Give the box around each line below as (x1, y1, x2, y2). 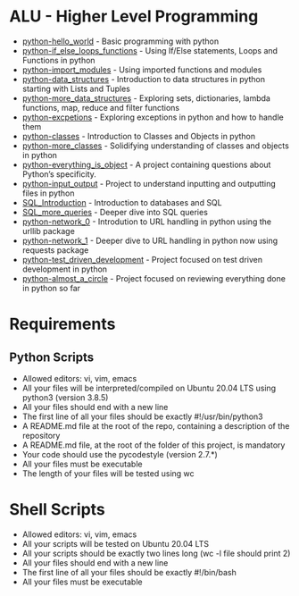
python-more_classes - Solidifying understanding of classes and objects (21, 140, 290, 151)
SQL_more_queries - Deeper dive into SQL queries (21, 206, 208, 217)
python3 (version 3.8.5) (21, 391, 109, 403)
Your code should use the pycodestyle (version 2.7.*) (21, 449, 219, 459)
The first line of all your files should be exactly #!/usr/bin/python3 (21, 411, 263, 422)
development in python (21, 264, 108, 274)
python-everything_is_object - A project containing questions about (21, 159, 271, 170)
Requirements (9, 315, 116, 334)
